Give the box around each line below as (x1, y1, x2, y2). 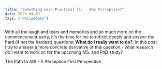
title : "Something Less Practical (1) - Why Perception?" (5, 7, 124, 12)
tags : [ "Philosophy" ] (5, 16, 49, 21)
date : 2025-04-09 (5, 11, 40, 16)
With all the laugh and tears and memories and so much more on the (5, 29, 142, 35)
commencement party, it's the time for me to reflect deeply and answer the (5, 34, 155, 40)
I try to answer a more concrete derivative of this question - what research (5, 44, 153, 50)
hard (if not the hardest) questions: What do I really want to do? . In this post (5, 39, 157, 45)
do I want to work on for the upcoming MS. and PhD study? (5, 49, 123, 55)
